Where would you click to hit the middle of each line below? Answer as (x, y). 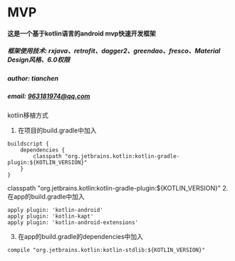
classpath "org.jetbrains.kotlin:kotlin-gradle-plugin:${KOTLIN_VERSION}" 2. (118, 188)
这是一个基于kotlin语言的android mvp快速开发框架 (82, 33)
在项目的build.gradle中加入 (57, 130)
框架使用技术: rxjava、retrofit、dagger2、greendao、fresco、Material (114, 51)
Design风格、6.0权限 (38, 60)
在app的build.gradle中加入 (46, 196)
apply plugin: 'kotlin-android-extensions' (73, 222)
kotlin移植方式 (28, 115)
